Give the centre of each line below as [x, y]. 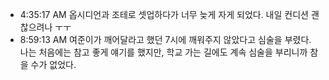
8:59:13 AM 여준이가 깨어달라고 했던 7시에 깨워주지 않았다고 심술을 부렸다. [165, 39]
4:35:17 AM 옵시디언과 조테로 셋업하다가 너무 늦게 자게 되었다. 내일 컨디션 [164, 14]
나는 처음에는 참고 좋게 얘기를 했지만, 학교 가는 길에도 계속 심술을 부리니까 [163, 52]
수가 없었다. [53, 64]
